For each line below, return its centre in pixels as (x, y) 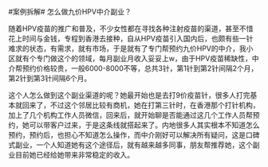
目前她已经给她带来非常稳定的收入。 (74, 155)
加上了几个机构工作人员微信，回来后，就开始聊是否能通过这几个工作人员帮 (130, 115)
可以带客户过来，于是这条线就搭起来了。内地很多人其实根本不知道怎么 (144, 125)
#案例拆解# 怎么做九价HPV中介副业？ (70, 12)
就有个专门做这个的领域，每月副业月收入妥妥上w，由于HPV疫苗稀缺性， (134, 58)
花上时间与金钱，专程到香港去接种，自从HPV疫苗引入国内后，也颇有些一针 (131, 39)
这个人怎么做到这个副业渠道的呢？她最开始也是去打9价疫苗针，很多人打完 (129, 95)
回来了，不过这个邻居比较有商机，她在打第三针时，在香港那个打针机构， (141, 105)
